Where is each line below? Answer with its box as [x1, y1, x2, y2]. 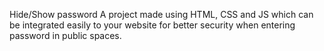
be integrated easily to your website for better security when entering [9, 19, 296, 31]
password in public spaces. [9, 30, 122, 41]
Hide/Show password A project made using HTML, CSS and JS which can [9, 9, 314, 20]
